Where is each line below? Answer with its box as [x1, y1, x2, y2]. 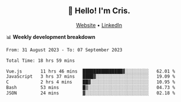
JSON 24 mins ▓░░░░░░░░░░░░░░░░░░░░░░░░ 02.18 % [6, 90, 176, 96]
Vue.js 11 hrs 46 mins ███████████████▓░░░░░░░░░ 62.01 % [6, 68, 176, 74]
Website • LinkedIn [75, 21, 123, 28]
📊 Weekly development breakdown [6, 33, 96, 40]
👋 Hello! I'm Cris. [67, 6, 131, 16]
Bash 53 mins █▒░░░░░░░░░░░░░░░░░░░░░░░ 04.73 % [6, 85, 176, 91]
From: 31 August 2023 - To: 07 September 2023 [6, 47, 123, 53]
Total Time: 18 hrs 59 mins [6, 57, 75, 64]
